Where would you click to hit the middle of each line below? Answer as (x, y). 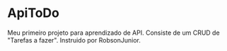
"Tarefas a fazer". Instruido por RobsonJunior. (74, 40)
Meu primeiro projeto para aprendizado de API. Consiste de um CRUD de (114, 33)
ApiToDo (34, 13)
